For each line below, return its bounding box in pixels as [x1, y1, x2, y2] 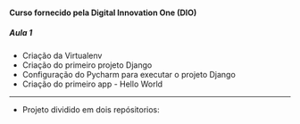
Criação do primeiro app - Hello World [21, 79, 163, 89]
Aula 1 [9, 28, 33, 38]
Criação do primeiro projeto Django [21, 59, 153, 70]
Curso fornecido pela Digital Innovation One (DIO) [9, 7, 197, 18]
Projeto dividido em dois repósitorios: [21, 103, 161, 115]
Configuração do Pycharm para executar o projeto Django [21, 69, 237, 79]
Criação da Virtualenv [21, 50, 103, 61]
